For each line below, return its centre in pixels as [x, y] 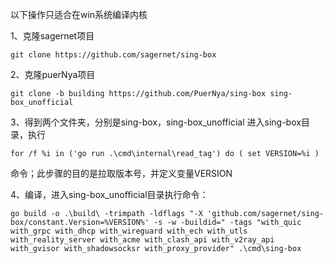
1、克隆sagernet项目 [52, 36]
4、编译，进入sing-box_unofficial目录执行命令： [109, 194]
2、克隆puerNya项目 [53, 74]
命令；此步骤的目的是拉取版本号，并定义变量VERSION [121, 173]
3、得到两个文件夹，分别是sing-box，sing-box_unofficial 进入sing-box [156, 122]
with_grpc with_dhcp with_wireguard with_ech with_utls [129, 231]
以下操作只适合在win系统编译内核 [79, 14]
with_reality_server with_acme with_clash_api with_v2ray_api [142, 240]
